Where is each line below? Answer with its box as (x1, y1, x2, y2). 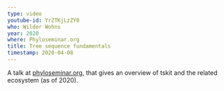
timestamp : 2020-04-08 (7, 50, 73, 57)
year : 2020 (7, 29, 39, 37)
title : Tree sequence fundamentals (7, 43, 111, 50)
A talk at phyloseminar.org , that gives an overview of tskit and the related (7, 68, 218, 77)
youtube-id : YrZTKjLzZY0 (7, 17, 80, 24)
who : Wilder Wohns (7, 23, 61, 30)
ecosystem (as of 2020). (7, 76, 78, 84)
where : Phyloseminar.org (7, 36, 80, 43)
